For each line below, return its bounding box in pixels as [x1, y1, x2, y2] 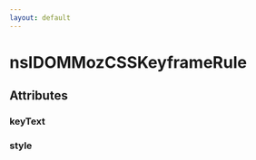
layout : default [9, 13, 71, 23]
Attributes [9, 88, 68, 104]
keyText [9, 115, 45, 127]
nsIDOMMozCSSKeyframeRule [9, 52, 248, 72]
